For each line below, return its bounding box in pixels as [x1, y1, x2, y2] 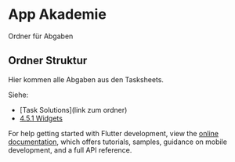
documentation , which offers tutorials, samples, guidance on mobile [8, 137, 227, 146]
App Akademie [8, 5, 107, 23]
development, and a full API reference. [8, 145, 132, 154]
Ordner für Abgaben [8, 31, 74, 41]
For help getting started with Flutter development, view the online [8, 128, 219, 138]
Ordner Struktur [8, 54, 88, 67]
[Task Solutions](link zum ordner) [19, 105, 128, 114]
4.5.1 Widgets [19, 113, 63, 123]
